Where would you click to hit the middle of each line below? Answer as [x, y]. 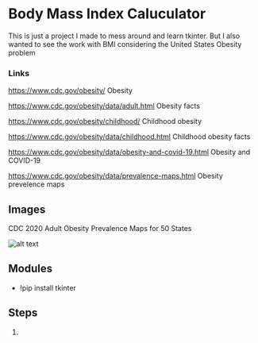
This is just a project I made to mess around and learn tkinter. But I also [124, 36]
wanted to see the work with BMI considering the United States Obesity [125, 44]
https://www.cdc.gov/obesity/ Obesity [71, 91]
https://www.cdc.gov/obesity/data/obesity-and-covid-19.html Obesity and [129, 152]
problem [22, 52]
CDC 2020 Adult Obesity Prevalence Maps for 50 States [100, 229]
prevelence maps [37, 184]
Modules [31, 269]
